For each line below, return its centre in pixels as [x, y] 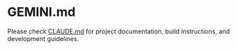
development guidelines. [43, 38]
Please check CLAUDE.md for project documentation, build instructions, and [118, 31]
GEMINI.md [41, 12]
